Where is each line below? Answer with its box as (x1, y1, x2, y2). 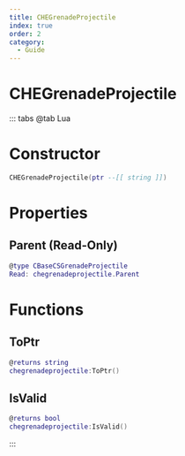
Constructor (9, 144, 101, 164)
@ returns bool (9, 414, 62, 423)
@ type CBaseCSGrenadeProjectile (9, 262, 128, 270)
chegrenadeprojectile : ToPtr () (9, 366, 121, 376)
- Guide (17, 46, 46, 55)
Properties (9, 203, 88, 224)
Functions (9, 300, 84, 319)
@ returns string (9, 358, 69, 367)
